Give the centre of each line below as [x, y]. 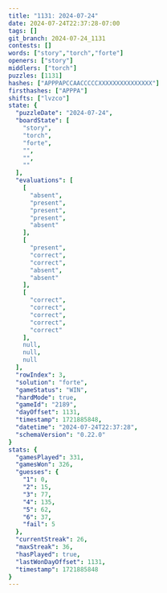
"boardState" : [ [43, 121]
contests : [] [30, 46]
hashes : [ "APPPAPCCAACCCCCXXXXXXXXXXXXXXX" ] [84, 83]
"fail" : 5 [39, 525]
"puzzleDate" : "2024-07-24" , [64, 113]
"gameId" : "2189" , [47, 405]
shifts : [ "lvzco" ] [39, 98]
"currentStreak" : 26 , [52, 540]
